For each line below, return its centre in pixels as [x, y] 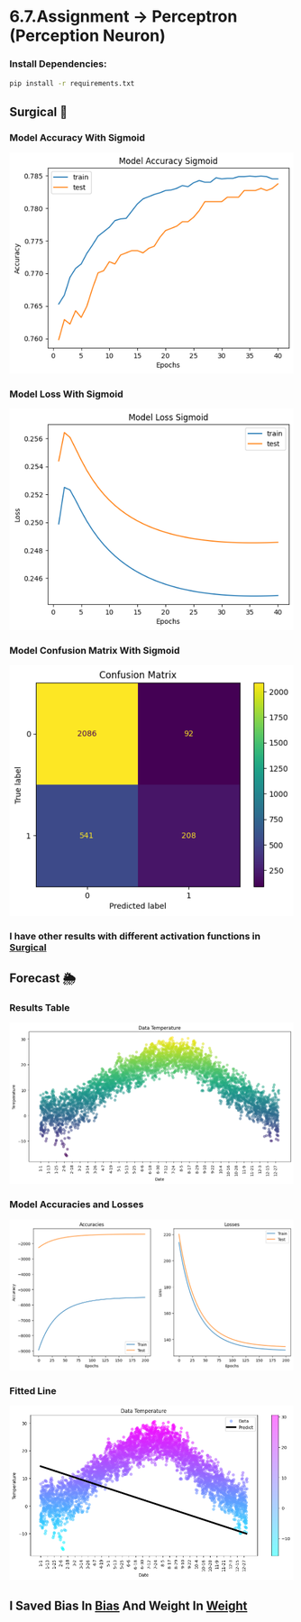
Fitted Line [33, 1390]
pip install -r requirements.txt [72, 84]
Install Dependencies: [58, 64]
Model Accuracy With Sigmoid [78, 137]
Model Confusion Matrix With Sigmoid [95, 650]
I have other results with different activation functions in [135, 937]
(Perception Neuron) [88, 36]
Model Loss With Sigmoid [66, 394]
